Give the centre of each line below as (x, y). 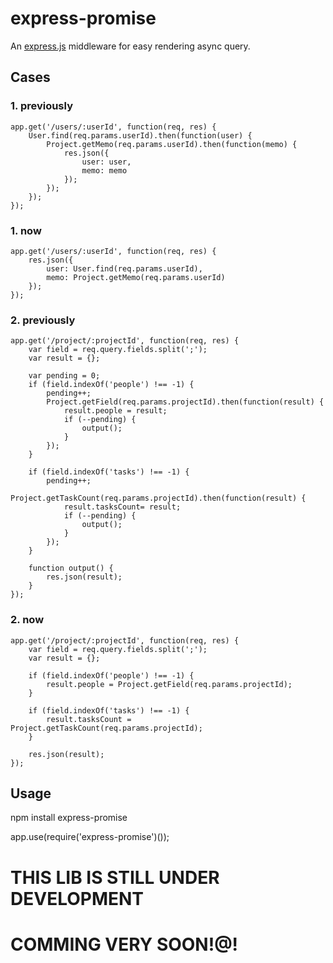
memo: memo (104, 170)
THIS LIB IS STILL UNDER (115, 877)
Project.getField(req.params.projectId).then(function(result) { (185, 402)
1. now (26, 230)
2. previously (43, 320)
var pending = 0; (64, 376)
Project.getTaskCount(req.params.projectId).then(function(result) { (158, 498)
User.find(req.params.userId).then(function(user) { (140, 135)
